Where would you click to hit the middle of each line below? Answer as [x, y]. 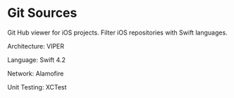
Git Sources [42, 13]
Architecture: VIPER [36, 46]
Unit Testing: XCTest [37, 87]
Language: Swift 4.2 [36, 60]
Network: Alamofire [36, 73]
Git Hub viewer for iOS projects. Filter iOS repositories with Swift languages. [117, 32]
